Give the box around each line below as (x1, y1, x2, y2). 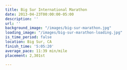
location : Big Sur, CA (5, 39, 52, 44)
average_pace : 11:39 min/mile (5, 48, 68, 53)
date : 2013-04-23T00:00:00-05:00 (5, 12, 74, 17)
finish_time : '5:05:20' (5, 44, 54, 49)
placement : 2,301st (5, 53, 45, 58)
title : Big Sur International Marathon (5, 7, 87, 12)
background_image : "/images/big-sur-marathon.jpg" (5, 26, 112, 31)
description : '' (5, 16, 39, 21)
